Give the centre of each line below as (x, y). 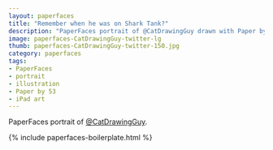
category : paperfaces (45, 54)
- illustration (34, 84)
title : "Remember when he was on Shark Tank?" (89, 24)
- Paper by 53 (32, 91)
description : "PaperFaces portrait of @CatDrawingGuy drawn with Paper (132, 31)
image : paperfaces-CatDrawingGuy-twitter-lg (85, 39)
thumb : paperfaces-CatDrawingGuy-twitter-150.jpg (94, 46)
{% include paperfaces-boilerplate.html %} (80, 138)
